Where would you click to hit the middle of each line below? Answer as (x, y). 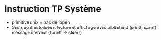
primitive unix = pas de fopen (41, 22)
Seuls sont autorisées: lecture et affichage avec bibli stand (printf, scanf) (84, 27)
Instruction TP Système (53, 9)
